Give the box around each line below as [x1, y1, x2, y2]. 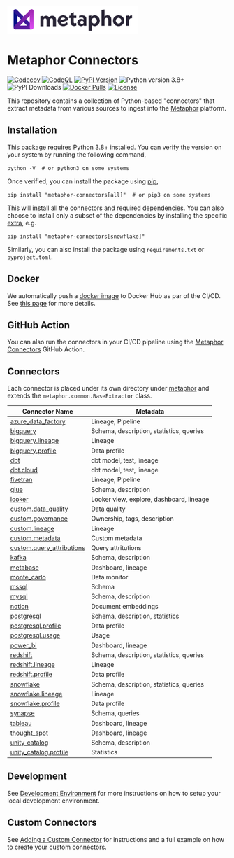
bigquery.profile [10, 446, 57, 455]
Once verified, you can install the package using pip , [7, 177, 159, 185]
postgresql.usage [10, 631, 61, 640]
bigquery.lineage [10, 437, 59, 445]
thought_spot [10, 729, 49, 737]
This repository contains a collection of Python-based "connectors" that [7, 97, 215, 105]
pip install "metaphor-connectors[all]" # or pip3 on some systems [7, 191, 211, 198]
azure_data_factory [10, 417, 66, 426]
